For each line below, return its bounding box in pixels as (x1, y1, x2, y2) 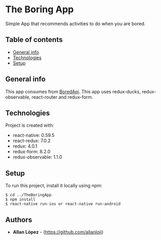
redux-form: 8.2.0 (12, 149, 50, 155)
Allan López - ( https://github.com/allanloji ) (12, 229, 104, 235)
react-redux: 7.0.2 (12, 137, 51, 144)
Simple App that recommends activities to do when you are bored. (5, 21, 146, 27)
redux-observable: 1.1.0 (12, 154, 63, 160)
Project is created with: (5, 122, 55, 129)
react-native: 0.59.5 (12, 132, 55, 138)
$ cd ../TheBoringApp (5, 192, 52, 198)
